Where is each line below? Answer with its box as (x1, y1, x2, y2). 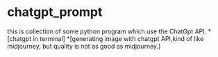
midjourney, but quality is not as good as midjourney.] (7, 42, 161, 50)
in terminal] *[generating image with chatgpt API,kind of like (33, 34, 204, 42)
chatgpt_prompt (7, 4, 103, 20)
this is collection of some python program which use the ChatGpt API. (7, 27, 207, 35)
